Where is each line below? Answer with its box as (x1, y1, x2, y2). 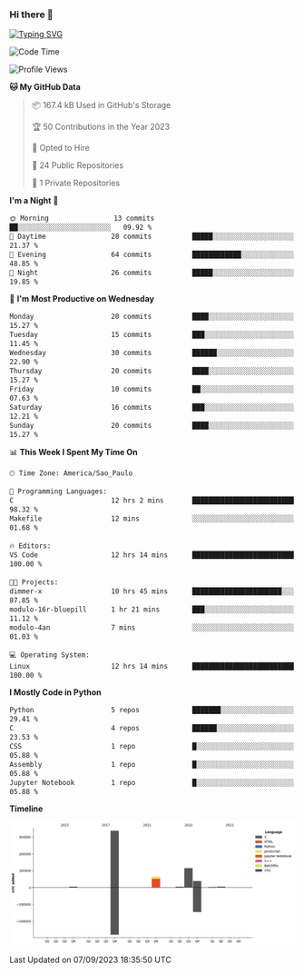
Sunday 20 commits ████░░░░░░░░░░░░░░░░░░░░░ (9, 422, 295, 431)
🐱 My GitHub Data (9, 82, 82, 93)
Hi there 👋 (9, 8, 54, 21)
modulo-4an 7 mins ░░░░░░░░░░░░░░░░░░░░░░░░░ (9, 623, 295, 632)
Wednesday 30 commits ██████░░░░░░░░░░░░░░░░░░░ (9, 349, 295, 358)
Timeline (9, 803, 44, 814)
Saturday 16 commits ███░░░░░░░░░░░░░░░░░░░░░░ (9, 403, 295, 412)
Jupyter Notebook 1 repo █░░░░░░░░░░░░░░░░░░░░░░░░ (9, 779, 295, 788)
